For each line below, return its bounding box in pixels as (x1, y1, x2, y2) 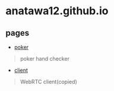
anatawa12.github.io (5, 4, 109, 18)
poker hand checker (20, 55, 69, 62)
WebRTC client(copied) (20, 79, 78, 85)
